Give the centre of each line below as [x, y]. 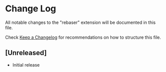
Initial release [26, 65]
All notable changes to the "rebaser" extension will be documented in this [80, 22]
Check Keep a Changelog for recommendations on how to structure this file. [83, 37]
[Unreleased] [26, 53]
